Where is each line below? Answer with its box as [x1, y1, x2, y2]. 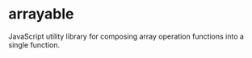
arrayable [8, 5, 74, 23]
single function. [8, 39, 61, 49]
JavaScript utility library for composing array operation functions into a [8, 31, 245, 41]
